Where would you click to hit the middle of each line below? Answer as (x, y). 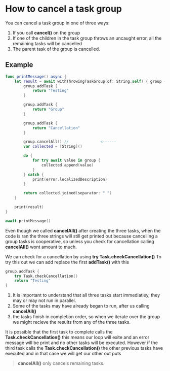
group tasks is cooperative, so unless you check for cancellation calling (80, 241)
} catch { (34, 175)
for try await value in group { (66, 160)
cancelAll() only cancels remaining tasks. (61, 363)
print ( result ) (29, 207)
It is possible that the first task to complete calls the (59, 332)
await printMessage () (28, 221)
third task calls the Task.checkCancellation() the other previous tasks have (84, 348)
